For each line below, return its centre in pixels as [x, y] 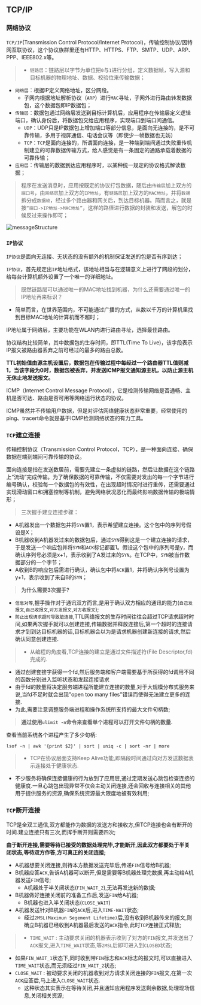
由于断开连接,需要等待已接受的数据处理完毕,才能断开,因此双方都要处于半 [95, 844]
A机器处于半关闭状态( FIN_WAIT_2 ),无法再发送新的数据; [90, 887]
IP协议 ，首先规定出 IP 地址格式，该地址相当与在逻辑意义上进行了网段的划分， [100, 269]
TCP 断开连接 [23, 810]
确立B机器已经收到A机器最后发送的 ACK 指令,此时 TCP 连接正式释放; [102, 925]
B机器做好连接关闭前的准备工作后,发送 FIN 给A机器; [77, 895]
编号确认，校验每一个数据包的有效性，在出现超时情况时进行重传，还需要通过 [100, 485]
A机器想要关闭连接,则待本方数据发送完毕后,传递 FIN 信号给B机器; [93, 865]
